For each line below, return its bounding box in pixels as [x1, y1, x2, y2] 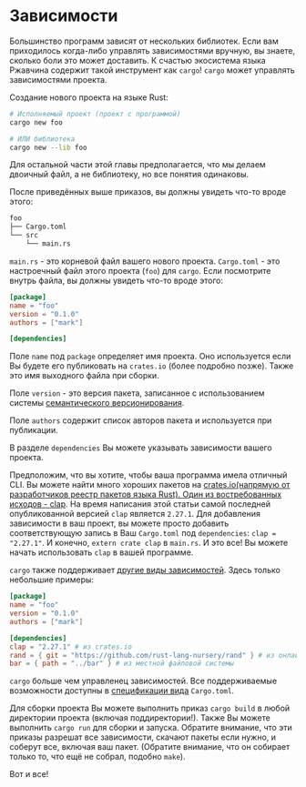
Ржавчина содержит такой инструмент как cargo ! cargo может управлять [9, 65, 295, 76]
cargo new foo [9, 117, 64, 127]
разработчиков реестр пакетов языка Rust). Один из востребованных [9, 489, 282, 500]
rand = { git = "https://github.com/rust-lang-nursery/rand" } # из [9, 651, 275, 660]
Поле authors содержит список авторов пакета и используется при [9, 415, 272, 426]
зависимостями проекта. [9, 74, 107, 85]
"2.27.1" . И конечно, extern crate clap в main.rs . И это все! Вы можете [9, 538, 289, 549]
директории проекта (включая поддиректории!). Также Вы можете [9, 712, 270, 723]
